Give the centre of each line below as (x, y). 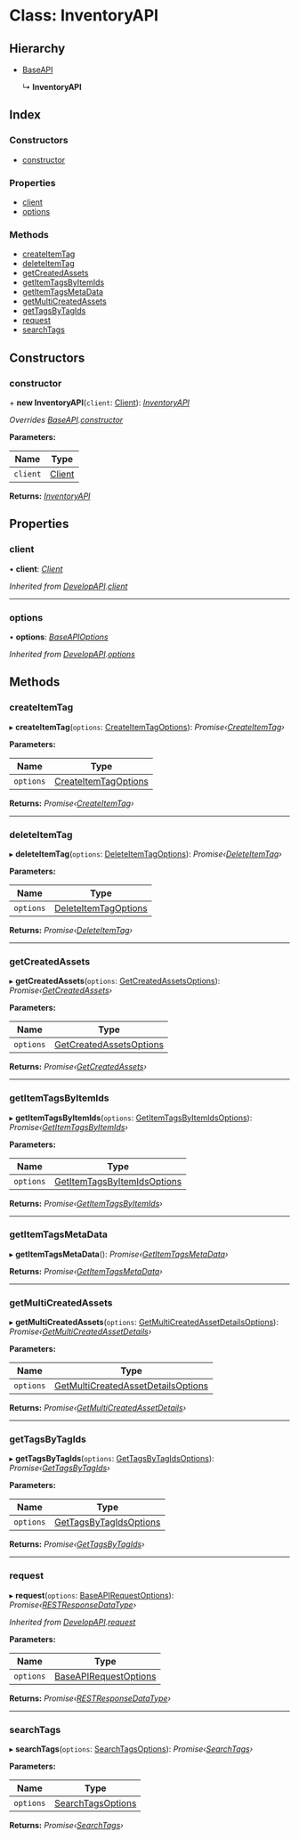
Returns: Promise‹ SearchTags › (66, 1826)
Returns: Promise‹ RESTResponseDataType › (90, 1698)
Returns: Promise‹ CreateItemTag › (72, 803)
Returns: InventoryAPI (50, 496)
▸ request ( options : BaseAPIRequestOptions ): (92, 1595)
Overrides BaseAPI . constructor (66, 419)
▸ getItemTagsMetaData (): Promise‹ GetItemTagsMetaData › (119, 1254)
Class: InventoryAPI (84, 16)
